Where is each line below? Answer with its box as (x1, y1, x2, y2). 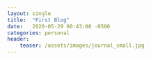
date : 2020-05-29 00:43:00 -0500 (7, 23, 111, 30)
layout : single (7, 10, 51, 17)
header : (7, 36, 30, 43)
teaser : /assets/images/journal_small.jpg (19, 42, 145, 49)
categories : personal (7, 29, 70, 37)
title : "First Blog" (7, 17, 70, 23)
